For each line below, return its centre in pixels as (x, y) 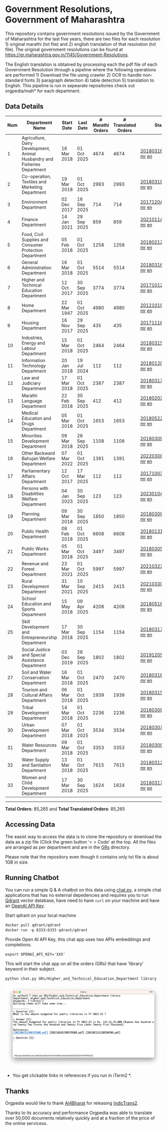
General (30, 262)
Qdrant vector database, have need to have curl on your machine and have (83, 900)
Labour (29, 348)
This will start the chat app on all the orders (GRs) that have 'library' (75, 963)
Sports (29, 609)
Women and (34, 777)
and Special (34, 655)
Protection (32, 250)
